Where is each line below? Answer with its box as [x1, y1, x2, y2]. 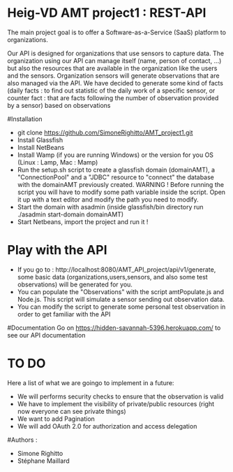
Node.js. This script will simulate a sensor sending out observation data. [17, 295, 225, 303]
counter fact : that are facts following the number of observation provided [7, 93, 219, 102]
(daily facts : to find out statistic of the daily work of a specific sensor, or [7, 86, 216, 95]
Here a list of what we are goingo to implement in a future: [7, 378, 174, 387]
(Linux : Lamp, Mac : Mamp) [17, 158, 98, 166]
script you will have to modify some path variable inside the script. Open [17, 188, 225, 196]
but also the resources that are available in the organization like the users [7, 64, 218, 72]
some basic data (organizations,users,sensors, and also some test [17, 272, 208, 281]
